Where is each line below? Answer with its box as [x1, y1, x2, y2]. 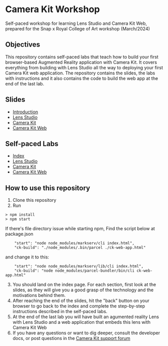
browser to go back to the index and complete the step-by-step [12, 303, 145, 309]
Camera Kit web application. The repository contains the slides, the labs [5, 70, 155, 76]
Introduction [12, 109, 38, 115]
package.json [5, 231, 34, 237]
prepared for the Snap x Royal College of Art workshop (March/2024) [5, 25, 150, 31]
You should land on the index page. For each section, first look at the [12, 282, 156, 288]
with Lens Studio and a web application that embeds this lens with [12, 319, 151, 325]
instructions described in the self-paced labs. [12, 309, 108, 315]
